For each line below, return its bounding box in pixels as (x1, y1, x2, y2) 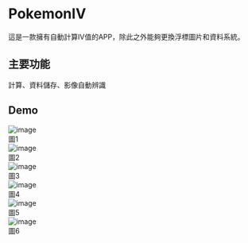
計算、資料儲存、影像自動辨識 (8, 80, 106, 90)
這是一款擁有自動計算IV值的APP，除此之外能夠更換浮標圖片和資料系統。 (8, 32, 245, 41)
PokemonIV (8, 5, 87, 23)
